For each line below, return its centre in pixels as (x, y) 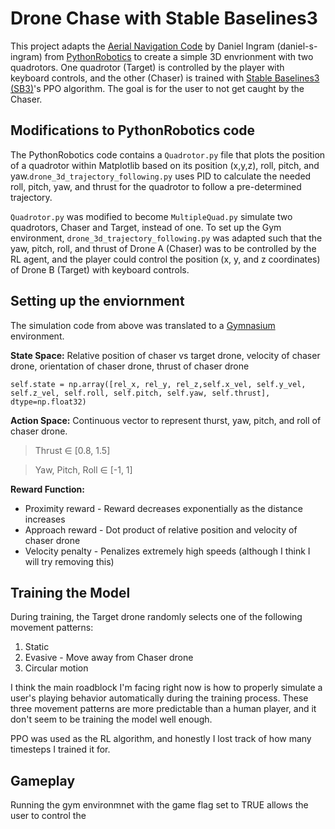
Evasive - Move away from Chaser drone (109, 658)
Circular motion (56, 668)
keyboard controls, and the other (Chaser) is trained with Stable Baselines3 (165, 78)
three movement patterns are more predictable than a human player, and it (163, 709)
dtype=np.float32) (48, 402)
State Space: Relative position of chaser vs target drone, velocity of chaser (165, 355)
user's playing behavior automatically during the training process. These (159, 698)
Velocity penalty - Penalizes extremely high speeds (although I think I (167, 551)
